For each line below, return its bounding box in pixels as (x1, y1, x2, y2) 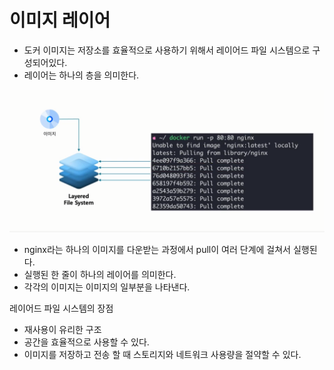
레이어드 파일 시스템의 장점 (9, 302, 114, 314)
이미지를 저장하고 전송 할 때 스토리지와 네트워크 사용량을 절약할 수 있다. (23, 348, 302, 360)
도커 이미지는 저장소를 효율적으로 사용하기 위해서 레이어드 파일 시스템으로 (23, 44, 311, 56)
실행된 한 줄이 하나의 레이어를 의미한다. (23, 268, 177, 280)
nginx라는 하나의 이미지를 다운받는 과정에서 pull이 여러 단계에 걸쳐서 (23, 243, 291, 255)
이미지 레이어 (9, 9, 111, 32)
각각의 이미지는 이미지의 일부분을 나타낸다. (23, 281, 191, 293)
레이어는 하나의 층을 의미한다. (23, 69, 140, 81)
